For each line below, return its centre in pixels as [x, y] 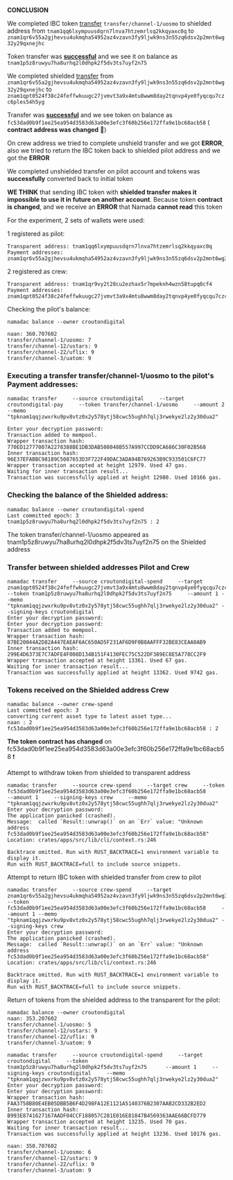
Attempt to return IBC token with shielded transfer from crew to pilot [104, 878]
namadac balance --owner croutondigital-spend [76, 509]
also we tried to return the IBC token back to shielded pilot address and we [114, 151]
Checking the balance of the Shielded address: [88, 495]
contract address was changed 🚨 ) [57, 130]
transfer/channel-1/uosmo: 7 [49, 340]
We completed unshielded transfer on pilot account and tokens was [104, 171]
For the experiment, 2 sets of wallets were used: [76, 220]
